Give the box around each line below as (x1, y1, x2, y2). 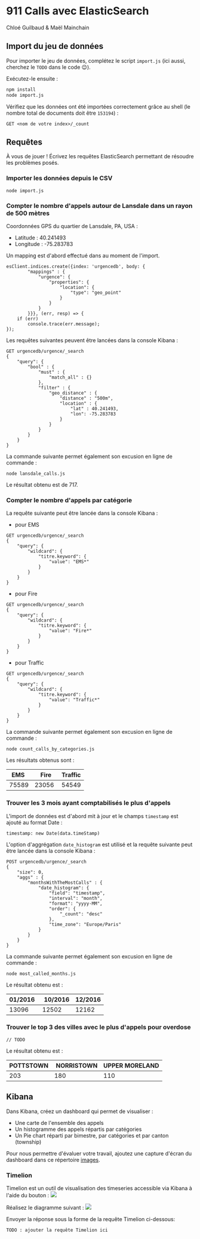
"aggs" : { (17, 874, 44, 880)
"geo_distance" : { (48, 390, 97, 396)
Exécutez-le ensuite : (6, 75, 59, 82)
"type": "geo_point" (70, 290, 121, 296)
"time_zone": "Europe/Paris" (48, 921, 121, 927)
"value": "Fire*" (48, 628, 93, 634)
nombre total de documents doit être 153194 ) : (6, 109, 119, 116)
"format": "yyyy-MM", (48, 900, 103, 906)
